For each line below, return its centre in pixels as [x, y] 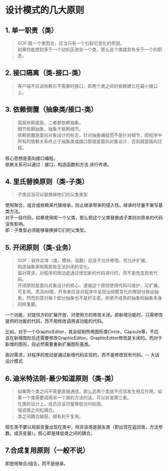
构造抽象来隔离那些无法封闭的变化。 [55, 267]
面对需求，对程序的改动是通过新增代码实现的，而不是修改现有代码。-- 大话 [82, 355]
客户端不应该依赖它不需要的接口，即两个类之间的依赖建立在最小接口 [87, 86]
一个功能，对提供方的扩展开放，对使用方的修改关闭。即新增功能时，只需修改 [84, 315]
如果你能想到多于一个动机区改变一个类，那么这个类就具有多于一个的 [87, 49]
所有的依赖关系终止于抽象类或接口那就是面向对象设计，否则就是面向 [87, 141]
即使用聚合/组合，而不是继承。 [37, 463]
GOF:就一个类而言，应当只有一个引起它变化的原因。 [71, 43]
